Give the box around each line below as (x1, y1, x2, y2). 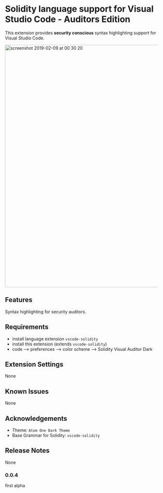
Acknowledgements (5, 414, 67, 422)
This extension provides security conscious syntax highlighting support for (5, 30, 156, 36)
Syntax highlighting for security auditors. (5, 308, 86, 315)
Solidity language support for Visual (5, 3, 154, 15)
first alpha (5, 483, 25, 489)
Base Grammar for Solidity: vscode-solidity (12, 433, 100, 438)
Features (5, 296, 33, 304)
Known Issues (5, 387, 49, 396)
